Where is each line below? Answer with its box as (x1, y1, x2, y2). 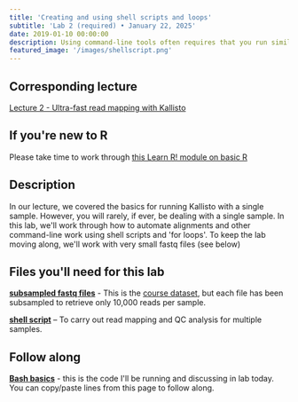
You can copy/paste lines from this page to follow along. (9, 382, 215, 393)
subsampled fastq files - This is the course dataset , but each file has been (9, 288, 284, 298)
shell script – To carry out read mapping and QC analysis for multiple (9, 314, 263, 325)
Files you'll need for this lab (9, 264, 165, 280)
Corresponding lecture (9, 79, 137, 94)
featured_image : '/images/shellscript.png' (9, 46, 173, 55)
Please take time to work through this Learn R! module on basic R (9, 152, 248, 162)
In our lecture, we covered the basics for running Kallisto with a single (9, 201, 264, 211)
